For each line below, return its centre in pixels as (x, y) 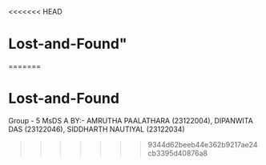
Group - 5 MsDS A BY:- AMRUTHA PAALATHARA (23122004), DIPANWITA (131, 120)
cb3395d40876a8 (178, 153)
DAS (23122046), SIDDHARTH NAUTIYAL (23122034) (97, 129)
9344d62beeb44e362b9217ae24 (203, 144)
